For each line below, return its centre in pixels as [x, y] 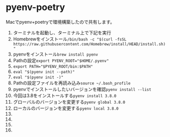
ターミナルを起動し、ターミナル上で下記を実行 [62, 32]
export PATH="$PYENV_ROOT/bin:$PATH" [53, 66]
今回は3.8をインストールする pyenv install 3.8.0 [65, 96]
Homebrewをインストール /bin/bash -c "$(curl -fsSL [70, 39]
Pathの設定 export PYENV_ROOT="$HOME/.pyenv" [61, 60]
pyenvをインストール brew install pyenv [56, 54]
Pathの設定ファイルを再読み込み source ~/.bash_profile [72, 83]
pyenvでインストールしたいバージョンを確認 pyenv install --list [82, 89]
